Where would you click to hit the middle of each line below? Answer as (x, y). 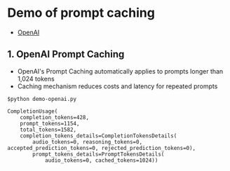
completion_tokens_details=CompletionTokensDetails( (99, 136)
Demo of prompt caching (81, 13)
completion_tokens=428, (55, 117)
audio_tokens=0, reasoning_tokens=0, (87, 142)
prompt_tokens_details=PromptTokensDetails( (99, 154)
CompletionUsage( (33, 111)
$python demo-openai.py (42, 99)
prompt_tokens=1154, (50, 123)
